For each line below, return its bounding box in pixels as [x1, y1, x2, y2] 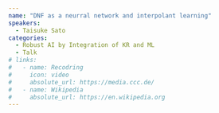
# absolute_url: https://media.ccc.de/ [8, 78, 155, 86]
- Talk [15, 49, 37, 56]
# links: [8, 56, 37, 64]
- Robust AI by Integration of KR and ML [15, 41, 155, 49]
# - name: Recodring [8, 64, 84, 72]
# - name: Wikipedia [8, 85, 84, 94]
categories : [8, 33, 48, 42]
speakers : [8, 19, 41, 27]
